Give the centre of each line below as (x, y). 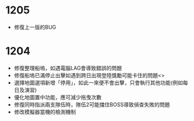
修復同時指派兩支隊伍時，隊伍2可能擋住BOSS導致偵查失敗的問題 (92, 104)
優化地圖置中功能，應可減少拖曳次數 (58, 97)
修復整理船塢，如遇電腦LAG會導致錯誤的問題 (68, 68)
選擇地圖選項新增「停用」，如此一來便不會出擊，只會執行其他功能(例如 (98, 82)
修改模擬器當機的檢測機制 (45, 112)
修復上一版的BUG (35, 27)
